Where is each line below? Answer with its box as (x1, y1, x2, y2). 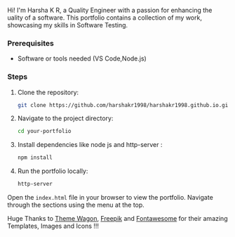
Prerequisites (7, 38, 54, 48)
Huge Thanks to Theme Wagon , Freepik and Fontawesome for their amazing (7, 214, 228, 223)
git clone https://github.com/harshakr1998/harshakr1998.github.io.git (17, 101, 231, 108)
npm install (17, 154, 53, 161)
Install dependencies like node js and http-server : (17, 141, 163, 149)
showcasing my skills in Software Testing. (7, 21, 128, 29)
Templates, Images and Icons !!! (7, 222, 100, 231)
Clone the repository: (17, 88, 79, 96)
